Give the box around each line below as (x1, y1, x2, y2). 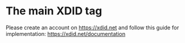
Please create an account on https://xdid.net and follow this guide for (5, 24, 180, 31)
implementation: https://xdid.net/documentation (5, 30, 126, 37)
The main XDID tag (5, 4, 102, 18)
